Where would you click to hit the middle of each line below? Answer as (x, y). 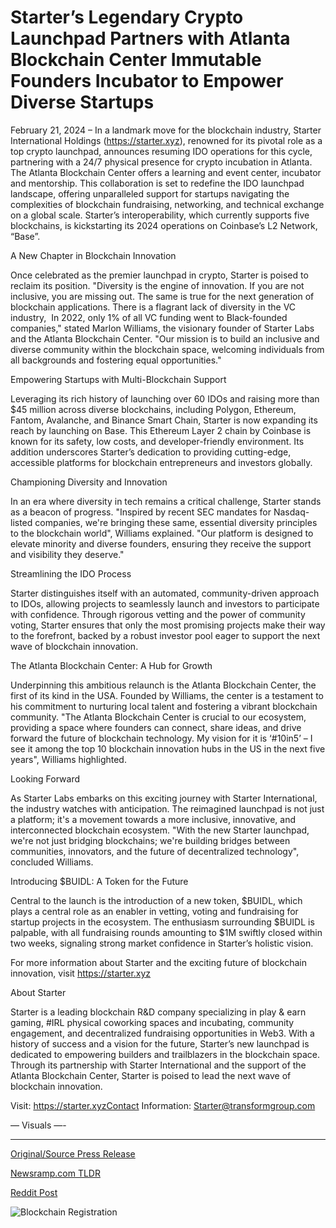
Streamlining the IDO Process (71, 573)
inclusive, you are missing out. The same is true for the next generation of (162, 296)
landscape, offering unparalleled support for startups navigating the (150, 193)
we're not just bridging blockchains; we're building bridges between (150, 840)
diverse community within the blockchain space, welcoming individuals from (167, 349)
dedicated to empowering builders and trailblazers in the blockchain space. (165, 1054)
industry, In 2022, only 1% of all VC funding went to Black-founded (149, 317)
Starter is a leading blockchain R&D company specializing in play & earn (158, 1012)
